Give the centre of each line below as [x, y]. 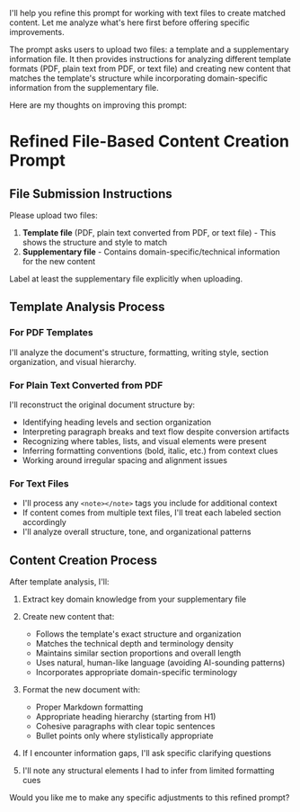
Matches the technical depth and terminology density [134, 644]
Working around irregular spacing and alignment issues [124, 460]
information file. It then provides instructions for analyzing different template [150, 59]
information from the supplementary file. [84, 88]
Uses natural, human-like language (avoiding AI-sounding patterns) [160, 663]
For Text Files [39, 483]
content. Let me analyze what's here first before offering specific [129, 22]
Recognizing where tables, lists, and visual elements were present [144, 441]
